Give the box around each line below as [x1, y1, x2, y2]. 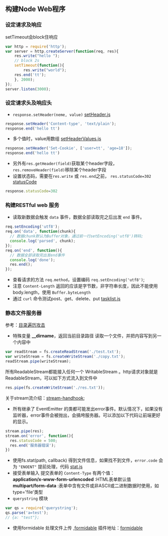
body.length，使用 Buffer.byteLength [12, 289, 91, 296]
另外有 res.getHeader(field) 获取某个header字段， [12, 161, 117, 167]
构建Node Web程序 [5, 5, 66, 14]
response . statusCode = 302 [5, 188, 58, 194]
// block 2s [14, 58, 39, 64]
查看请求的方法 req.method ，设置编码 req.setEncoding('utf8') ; [12, 276, 145, 283]
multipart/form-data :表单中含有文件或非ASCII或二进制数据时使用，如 [12, 483, 159, 489]
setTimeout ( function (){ [14, 63, 65, 68]
